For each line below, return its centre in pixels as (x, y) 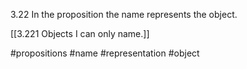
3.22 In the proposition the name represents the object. (124, 14)
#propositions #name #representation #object (105, 53)
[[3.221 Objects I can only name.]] (80, 33)
